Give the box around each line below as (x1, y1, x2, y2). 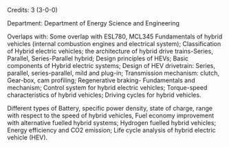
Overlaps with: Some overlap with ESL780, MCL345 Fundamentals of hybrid (7, 32, 223, 41)
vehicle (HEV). (7, 133, 48, 142)
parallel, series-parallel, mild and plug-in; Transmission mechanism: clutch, (7, 69, 220, 77)
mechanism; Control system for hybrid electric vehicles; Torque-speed (7, 84, 208, 91)
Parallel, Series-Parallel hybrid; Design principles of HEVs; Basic (7, 54, 189, 63)
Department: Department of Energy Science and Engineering (7, 19, 180, 27)
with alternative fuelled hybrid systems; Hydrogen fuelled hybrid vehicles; (7, 119, 217, 126)
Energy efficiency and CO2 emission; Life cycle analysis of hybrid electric (7, 126, 216, 134)
